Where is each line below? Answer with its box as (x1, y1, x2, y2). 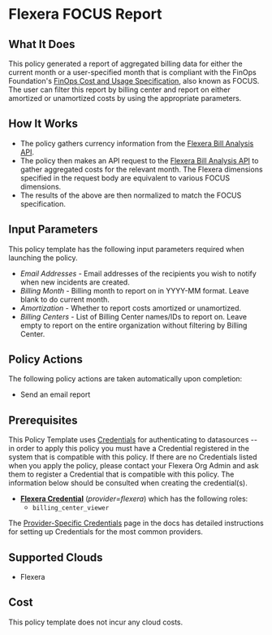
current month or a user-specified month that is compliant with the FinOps (8, 67, 257, 77)
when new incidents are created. (19, 277, 130, 287)
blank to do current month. (19, 294, 110, 304)
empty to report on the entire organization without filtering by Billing (19, 320, 248, 330)
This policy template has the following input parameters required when (8, 244, 245, 254)
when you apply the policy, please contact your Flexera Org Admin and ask (8, 461, 260, 471)
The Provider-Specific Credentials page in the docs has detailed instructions (8, 518, 264, 528)
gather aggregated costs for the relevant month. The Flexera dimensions (19, 164, 263, 174)
